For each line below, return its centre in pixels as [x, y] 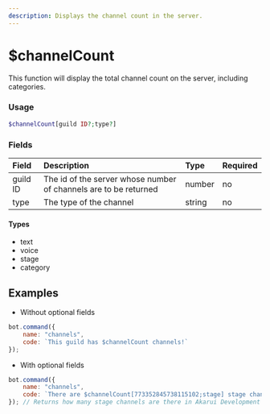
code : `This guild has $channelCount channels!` [106, 342]
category [35, 267]
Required [240, 166]
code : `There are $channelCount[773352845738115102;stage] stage [135, 395]
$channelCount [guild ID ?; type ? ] [62, 124]
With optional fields [52, 365]
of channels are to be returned [101, 189]
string [196, 202]
